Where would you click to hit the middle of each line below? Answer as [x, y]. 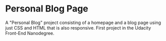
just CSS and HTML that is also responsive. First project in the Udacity [78, 27]
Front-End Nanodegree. [30, 33]
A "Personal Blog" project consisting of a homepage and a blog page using [83, 22]
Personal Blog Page [47, 9]
